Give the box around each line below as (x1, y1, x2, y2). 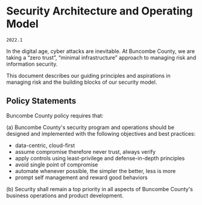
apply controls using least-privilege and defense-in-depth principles (14, 154, 185, 162)
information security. (6, 60, 58, 68)
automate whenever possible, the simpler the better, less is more (14, 167, 176, 174)
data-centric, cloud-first (14, 142, 75, 149)
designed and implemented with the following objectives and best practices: (6, 130, 196, 137)
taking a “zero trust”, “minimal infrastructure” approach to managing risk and (6, 54, 197, 61)
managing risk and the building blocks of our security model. (6, 78, 157, 86)
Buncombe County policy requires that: (6, 112, 104, 119)
